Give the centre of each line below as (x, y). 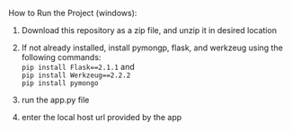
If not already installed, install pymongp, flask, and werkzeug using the (152, 48)
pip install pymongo (60, 83)
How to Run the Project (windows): (73, 13)
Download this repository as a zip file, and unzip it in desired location (149, 30)
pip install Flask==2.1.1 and (78, 67)
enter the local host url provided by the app (102, 117)
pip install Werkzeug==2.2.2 (76, 75)
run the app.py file (55, 100)
